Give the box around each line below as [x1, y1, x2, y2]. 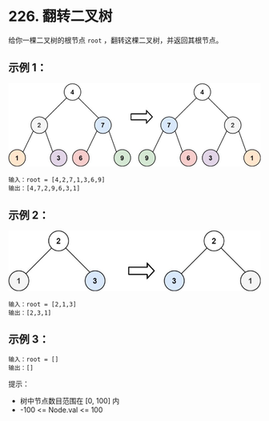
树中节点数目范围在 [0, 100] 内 [19, 396, 120, 406]
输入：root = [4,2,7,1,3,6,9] [8, 176, 106, 184]
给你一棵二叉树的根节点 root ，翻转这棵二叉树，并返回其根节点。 [8, 35, 223, 45]
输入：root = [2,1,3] [8, 300, 77, 308]
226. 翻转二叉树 [8, 7, 113, 26]
